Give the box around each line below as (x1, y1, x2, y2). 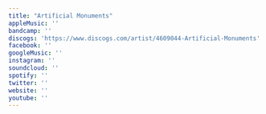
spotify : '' (8, 71, 48, 79)
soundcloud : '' (8, 64, 59, 72)
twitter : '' (8, 79, 48, 87)
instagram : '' (8, 57, 56, 65)
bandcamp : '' (8, 26, 52, 35)
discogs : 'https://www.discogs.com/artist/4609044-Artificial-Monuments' (8, 34, 261, 43)
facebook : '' (8, 42, 52, 50)
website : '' (8, 86, 48, 95)
